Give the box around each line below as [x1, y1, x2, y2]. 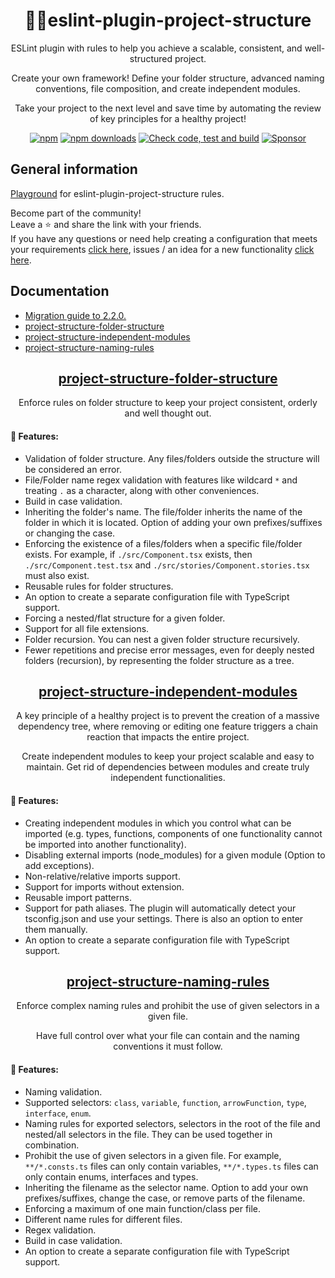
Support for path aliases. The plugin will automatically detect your [24, 902, 297, 914]
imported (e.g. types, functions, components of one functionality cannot [24, 827, 323, 839]
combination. [24, 1139, 80, 1151]
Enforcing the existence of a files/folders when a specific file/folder [24, 537, 303, 549]
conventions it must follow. [113, 1040, 223, 1053]
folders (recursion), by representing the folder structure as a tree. [24, 654, 295, 666]
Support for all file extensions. [24, 622, 150, 634]
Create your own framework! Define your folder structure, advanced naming [11, 72, 325, 84]
